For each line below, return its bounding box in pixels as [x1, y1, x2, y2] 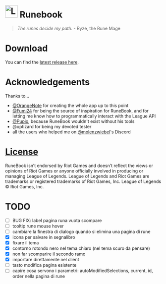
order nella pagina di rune [12, 273, 65, 280]
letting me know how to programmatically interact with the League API [12, 113, 156, 119]
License [5, 146, 39, 157]
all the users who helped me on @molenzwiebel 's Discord [12, 129, 131, 135]
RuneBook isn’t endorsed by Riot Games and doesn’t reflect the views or [5, 163, 154, 169]
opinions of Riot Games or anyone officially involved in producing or [5, 168, 144, 173]
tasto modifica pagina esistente [12, 262, 77, 268]
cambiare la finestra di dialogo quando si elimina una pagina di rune [12, 228, 151, 234]
